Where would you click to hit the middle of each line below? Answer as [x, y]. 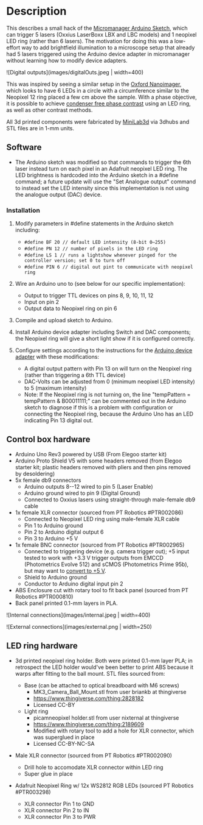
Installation [23, 210]
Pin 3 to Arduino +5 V [51, 538]
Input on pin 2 [42, 302]
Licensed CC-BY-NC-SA [64, 743]
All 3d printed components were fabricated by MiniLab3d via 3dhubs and [98, 122]
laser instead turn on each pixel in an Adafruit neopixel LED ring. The [101, 168]
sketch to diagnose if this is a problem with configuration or [98, 408]
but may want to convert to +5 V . [65, 570]
